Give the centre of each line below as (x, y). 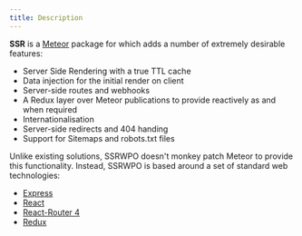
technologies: (35, 175)
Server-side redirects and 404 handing (95, 129)
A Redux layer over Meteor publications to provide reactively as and (149, 100)
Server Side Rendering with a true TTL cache (107, 71)
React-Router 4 (51, 212)
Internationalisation (58, 119)
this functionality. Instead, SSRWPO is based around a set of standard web (149, 165)
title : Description (46, 18)
